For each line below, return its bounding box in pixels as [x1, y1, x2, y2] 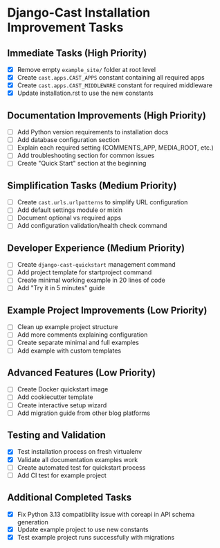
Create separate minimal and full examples [17, 338, 140, 347]
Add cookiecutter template [17, 393, 93, 401]
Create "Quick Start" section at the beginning [17, 159, 147, 168]
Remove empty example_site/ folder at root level [17, 66, 156, 73]
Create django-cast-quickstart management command [17, 260, 176, 269]
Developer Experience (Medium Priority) [7, 242, 185, 254]
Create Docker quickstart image [17, 385, 109, 394]
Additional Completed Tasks [7, 492, 132, 504]
